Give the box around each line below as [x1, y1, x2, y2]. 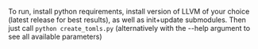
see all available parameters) [8, 32, 102, 41]
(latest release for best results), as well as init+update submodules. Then [8, 15, 246, 24]
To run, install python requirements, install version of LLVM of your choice [8, 7, 250, 16]
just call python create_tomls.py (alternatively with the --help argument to [8, 24, 251, 32]
